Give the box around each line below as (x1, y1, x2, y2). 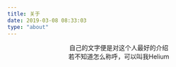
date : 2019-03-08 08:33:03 (7, 17, 87, 24)
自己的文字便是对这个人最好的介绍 (69, 44, 168, 52)
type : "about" (7, 23, 49, 30)
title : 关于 (7, 10, 40, 18)
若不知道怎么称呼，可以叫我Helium (68, 52, 170, 61)
